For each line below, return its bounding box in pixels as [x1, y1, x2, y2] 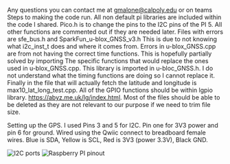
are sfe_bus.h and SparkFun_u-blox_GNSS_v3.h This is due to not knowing [7, 35, 218, 43]
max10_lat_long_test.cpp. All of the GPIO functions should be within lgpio [7, 86, 213, 94]
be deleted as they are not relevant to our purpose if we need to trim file [7, 101, 211, 108]
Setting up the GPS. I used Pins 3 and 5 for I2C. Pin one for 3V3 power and [7, 121, 218, 129]
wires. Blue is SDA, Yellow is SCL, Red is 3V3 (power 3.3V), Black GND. [7, 136, 208, 143]
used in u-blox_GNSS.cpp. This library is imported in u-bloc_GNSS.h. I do [7, 65, 214, 72]
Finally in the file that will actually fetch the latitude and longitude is [7, 79, 197, 86]
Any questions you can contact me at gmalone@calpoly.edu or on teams [7, 6, 213, 14]
